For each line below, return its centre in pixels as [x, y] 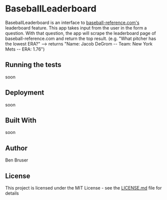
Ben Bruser [17, 160]
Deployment [25, 93]
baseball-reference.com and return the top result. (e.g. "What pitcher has [81, 38]
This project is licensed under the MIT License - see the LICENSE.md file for [83, 188]
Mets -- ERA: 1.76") [25, 49]
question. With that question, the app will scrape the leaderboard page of [80, 33]
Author [16, 148]
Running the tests [33, 65]
